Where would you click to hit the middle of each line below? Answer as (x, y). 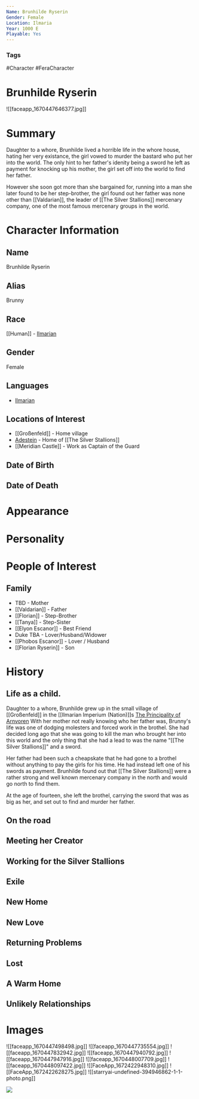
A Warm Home (34, 984)
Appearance (38, 511)
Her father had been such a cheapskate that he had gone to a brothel (91, 758)
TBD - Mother (32, 603)
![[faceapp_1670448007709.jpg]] (126, 1059)
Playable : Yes (24, 34)
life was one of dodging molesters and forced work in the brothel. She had (98, 727)
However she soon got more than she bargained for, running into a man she (99, 187)
